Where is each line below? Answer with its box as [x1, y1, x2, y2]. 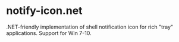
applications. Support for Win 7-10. [6, 29, 92, 36]
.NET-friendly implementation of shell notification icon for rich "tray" [6, 23, 174, 30]
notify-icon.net [6, 4, 83, 17]
